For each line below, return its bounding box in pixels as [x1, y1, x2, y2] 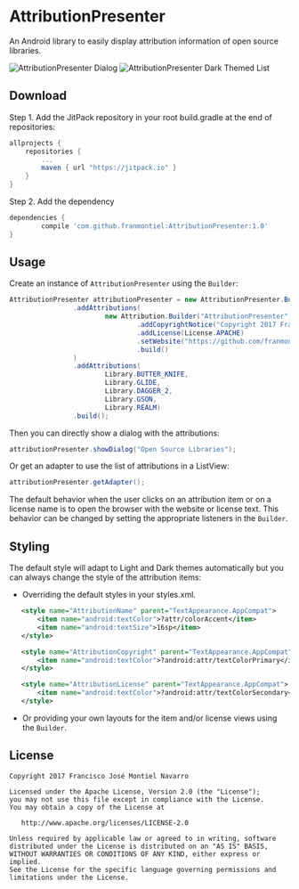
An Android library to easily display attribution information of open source [9, 36, 279, 46]
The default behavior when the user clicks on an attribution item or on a [9, 494, 271, 505]
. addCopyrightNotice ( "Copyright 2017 [136, 321, 277, 330]
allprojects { [9, 138, 62, 148]
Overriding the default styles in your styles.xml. [21, 590, 196, 600]
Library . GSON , [104, 395, 158, 404]
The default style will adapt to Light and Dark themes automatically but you [9, 563, 285, 574]
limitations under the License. [9, 873, 129, 882]
